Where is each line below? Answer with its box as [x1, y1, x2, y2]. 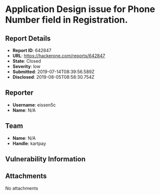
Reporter [5, 89, 34, 97]
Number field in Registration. [5, 14, 128, 26]
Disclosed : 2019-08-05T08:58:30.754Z [12, 74, 95, 80]
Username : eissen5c [12, 102, 56, 108]
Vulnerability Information [5, 155, 86, 163]
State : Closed [12, 58, 41, 64]
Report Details [5, 34, 51, 43]
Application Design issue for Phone [5, 4, 155, 15]
